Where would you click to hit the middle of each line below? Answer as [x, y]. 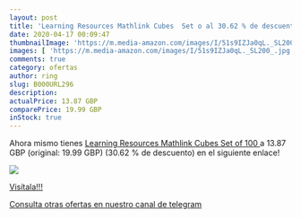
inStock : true [36, 118]
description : [34, 92]
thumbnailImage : [39, 43]
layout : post [34, 17]
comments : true [38, 59]
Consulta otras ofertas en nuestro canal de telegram [106, 205]
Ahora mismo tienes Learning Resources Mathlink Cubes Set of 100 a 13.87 [148, 144]
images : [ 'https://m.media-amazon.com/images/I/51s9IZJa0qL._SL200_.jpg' [152, 51]
